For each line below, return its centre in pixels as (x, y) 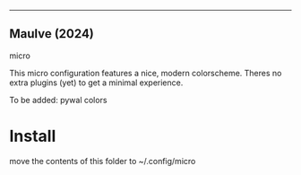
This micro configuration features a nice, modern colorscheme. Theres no (146, 73)
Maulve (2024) (52, 34)
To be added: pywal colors (58, 100)
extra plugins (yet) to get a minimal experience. (96, 83)
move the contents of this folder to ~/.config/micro (103, 161)
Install (33, 136)
